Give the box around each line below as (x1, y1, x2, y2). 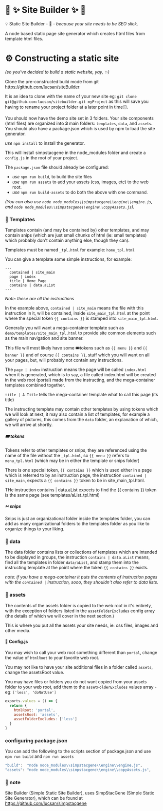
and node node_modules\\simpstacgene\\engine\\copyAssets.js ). (5, 204, 135, 210)
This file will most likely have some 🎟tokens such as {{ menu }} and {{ (5, 345, 147, 351)
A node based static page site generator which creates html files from (5, 30, 145, 36)
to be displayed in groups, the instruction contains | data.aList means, (5, 554, 150, 560)
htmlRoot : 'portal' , (14, 708, 55, 713)
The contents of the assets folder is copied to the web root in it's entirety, (5, 602, 152, 608)
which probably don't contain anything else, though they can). (5, 237, 130, 243)
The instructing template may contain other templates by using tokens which (5, 406, 159, 412)
